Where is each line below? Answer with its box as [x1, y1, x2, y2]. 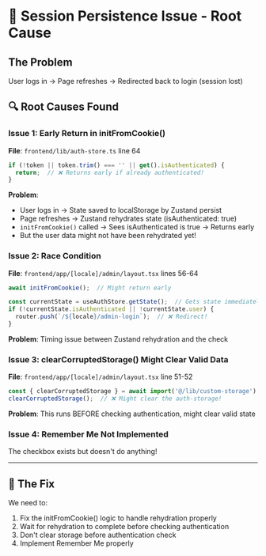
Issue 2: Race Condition [8, 251, 101, 262]
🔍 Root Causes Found [8, 100, 119, 114]
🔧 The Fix [8, 477, 55, 490]
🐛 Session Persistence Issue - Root [8, 7, 242, 25]
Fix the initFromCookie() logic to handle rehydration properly [19, 513, 218, 523]
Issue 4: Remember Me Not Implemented [8, 429, 169, 440]
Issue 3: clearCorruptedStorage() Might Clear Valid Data [8, 354, 229, 365]
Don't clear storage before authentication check [19, 530, 177, 540]
